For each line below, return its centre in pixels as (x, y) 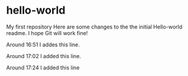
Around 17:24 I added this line (43, 67)
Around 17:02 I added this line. (44, 56)
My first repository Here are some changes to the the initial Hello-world (94, 27)
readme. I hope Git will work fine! (47, 33)
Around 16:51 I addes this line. (43, 45)
